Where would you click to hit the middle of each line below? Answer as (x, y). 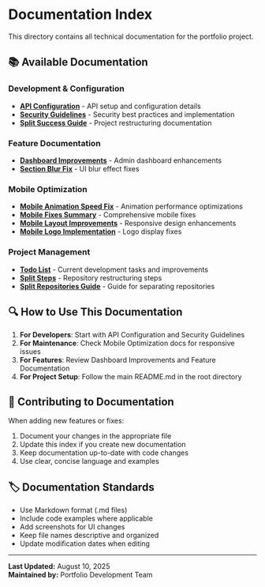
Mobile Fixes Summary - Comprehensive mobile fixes (108, 215)
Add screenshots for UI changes (72, 526)
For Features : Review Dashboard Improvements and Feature (118, 360)
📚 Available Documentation (78, 62)
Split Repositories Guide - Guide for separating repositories (117, 286)
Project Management (49, 252)
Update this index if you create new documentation (103, 445)
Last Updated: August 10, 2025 (59, 566)
